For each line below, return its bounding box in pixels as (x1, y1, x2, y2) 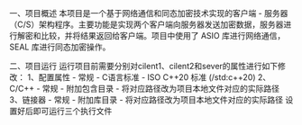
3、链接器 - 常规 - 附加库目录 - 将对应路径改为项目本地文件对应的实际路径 (9, 94, 284, 105)
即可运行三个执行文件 (32, 106, 113, 116)
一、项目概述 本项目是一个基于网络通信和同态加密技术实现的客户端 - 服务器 (9, 8, 288, 18)
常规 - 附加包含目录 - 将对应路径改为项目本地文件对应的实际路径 (41, 84, 279, 94)
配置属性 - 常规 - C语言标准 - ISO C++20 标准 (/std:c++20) (38, 72, 256, 83)
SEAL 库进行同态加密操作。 (9, 41, 111, 52)
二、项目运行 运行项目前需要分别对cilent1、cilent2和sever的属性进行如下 (9, 61, 279, 71)
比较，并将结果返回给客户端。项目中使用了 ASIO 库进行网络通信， (40, 31, 286, 40)
